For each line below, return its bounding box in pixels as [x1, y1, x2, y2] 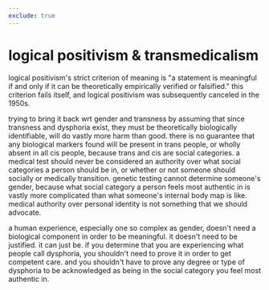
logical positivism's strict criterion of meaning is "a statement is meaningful [8, 73, 257, 83]
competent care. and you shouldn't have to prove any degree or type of [8, 257, 245, 267]
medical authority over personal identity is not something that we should [8, 199, 247, 208]
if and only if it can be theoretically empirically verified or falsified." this [8, 81, 244, 91]
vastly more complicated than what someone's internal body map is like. [8, 190, 247, 200]
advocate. [8, 207, 42, 217]
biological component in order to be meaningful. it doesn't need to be [8, 232, 238, 241]
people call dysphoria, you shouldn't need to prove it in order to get [8, 248, 231, 258]
